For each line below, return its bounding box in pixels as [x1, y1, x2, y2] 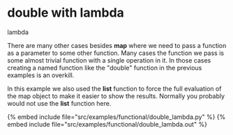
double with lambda [7, 5, 124, 21]
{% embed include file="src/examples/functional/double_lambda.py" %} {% [7, 113, 226, 121]
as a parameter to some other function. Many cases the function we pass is [7, 49, 225, 57]
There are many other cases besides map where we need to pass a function [7, 41, 227, 49]
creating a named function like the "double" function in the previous [7, 63, 202, 72]
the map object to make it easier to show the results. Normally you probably [7, 92, 225, 100]
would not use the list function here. [7, 99, 112, 107]
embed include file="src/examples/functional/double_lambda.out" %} [7, 120, 208, 128]
